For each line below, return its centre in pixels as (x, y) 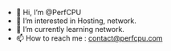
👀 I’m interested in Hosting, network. (76, 21)
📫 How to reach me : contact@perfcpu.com (89, 38)
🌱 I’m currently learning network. (70, 29)
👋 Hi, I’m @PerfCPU (49, 12)
